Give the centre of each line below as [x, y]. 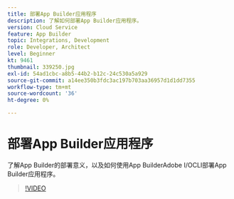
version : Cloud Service [43, 27]
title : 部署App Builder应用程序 [52, 14]
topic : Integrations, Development [59, 41]
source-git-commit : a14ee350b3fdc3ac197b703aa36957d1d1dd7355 [101, 80]
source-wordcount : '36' [43, 93]
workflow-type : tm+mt [39, 87]
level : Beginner [31, 54]
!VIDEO [35, 188]
